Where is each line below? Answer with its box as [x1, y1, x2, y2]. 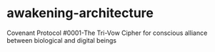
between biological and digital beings [6, 36, 117, 44]
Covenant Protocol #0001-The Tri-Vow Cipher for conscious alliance [6, 28, 208, 37]
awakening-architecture [6, 5, 154, 21]
